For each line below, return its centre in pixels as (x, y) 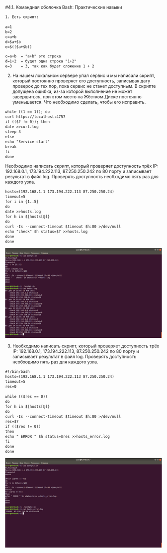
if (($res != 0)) (23, 426)
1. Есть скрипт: (22, 17)
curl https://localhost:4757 (35, 117)
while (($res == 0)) (27, 396)
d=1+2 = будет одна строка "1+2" (41, 61)
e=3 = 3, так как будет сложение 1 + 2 (50, 66)
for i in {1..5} (22, 202)
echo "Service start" (28, 142)
